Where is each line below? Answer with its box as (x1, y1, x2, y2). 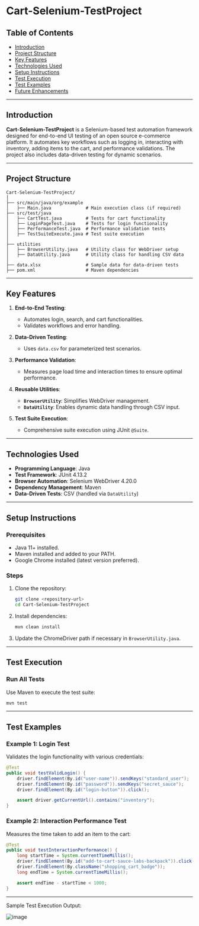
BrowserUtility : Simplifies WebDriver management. (23, 397, 150, 404)
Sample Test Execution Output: (6, 902, 82, 909)
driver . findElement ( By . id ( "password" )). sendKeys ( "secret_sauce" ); (17, 781, 184, 787)
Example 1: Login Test (6, 739, 70, 748)
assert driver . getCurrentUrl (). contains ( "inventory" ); (17, 798, 155, 803)
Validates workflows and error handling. (23, 322, 121, 329)
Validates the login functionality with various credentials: (6, 753, 144, 760)
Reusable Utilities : (14, 386, 61, 393)
